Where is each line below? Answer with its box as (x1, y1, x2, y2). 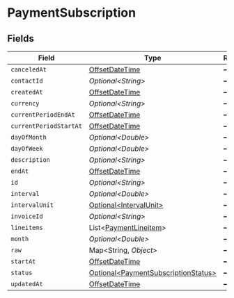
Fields (7, 33, 35, 44)
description (10, 156, 51, 164)
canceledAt (10, 66, 47, 74)
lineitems (10, 224, 43, 231)
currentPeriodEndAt (10, 111, 75, 119)
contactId (10, 77, 43, 85)
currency (10, 99, 40, 107)
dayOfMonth (10, 133, 47, 141)
